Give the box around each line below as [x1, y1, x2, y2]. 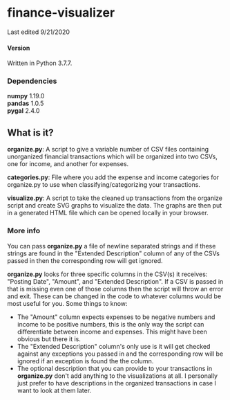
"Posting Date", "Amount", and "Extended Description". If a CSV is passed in [7, 277, 224, 285]
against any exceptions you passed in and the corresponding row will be [17, 349, 224, 358]
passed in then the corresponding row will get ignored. [7, 256, 164, 264]
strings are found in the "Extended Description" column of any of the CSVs [7, 249, 220, 257]
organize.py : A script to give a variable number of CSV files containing [7, 145, 209, 154]
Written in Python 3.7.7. [7, 59, 73, 67]
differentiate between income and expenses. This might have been [17, 327, 207, 336]
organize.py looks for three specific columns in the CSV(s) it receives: [7, 270, 208, 278]
